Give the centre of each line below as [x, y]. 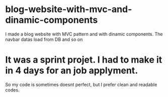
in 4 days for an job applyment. [72, 70]
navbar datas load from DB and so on [44, 39]
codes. [12, 90]
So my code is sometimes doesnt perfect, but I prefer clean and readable [81, 84]
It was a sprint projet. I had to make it [84, 60]
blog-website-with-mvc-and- [69, 9]
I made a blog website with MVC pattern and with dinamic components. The [84, 34]
